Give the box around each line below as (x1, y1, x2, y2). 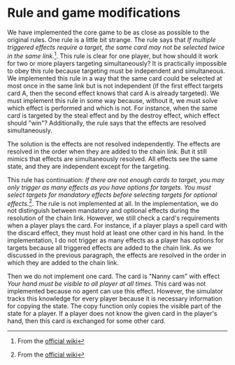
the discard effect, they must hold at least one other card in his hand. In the (7, 229, 225, 237)
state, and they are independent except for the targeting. (7, 162, 171, 170)
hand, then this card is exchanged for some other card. (7, 317, 166, 325)
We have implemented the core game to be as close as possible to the (7, 28, 210, 36)
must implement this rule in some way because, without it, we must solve (7, 96, 218, 104)
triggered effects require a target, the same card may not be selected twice (7, 43, 225, 51)
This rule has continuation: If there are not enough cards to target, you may (7, 175, 225, 184)
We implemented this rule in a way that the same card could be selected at (7, 74, 222, 82)
